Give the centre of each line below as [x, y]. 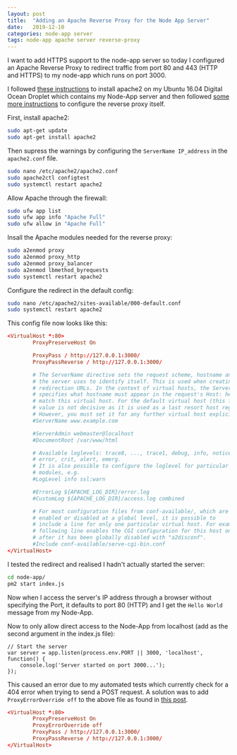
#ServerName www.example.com [75, 421]
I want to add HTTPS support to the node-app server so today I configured [116, 60]
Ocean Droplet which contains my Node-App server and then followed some [119, 97]
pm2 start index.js [36, 584]
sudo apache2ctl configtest [49, 177]
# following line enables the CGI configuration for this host [127, 531]
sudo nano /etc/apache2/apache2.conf [63, 171]
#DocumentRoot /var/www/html [75, 440]
